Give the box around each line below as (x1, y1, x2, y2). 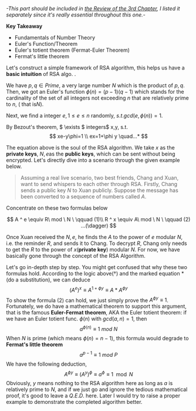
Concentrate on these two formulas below (6, 204, 108, 211)
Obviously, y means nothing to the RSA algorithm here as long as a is (6, 380, 173, 387)
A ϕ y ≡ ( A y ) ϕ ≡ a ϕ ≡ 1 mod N (64, 369, 133, 377)
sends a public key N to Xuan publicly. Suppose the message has (20, 187, 179, 194)
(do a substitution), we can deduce (6, 276, 91, 283)
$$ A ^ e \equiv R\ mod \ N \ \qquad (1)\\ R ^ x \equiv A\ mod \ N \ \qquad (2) (6, 216, 191, 223)
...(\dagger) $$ (80, 222, 117, 229)
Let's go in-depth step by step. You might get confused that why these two (6, 264, 188, 270)
